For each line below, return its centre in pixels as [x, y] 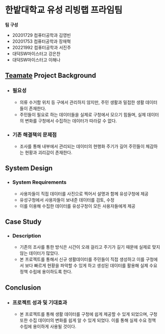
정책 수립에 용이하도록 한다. [46, 272]
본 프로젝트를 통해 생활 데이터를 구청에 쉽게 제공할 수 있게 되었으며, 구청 [88, 314]
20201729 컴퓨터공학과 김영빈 [42, 35]
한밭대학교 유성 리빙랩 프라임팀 [64, 10]
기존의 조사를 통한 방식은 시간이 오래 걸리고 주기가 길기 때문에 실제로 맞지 [90, 247]
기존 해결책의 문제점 [34, 134]
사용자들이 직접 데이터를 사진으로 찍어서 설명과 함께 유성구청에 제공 [84, 194]
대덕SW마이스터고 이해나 [36, 60]
